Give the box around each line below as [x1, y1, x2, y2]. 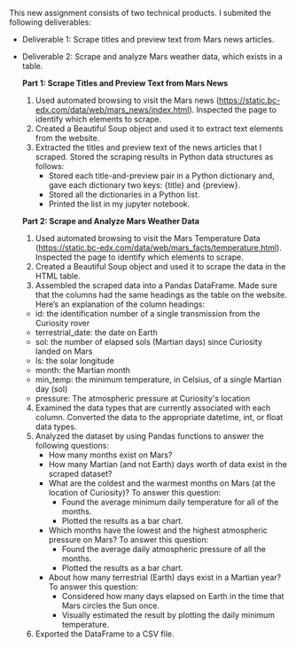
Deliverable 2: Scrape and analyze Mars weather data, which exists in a [21, 51, 284, 61]
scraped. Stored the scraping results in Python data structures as [35, 152, 274, 162]
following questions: [35, 441, 109, 450]
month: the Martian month [35, 365, 131, 375]
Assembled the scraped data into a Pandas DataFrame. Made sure [35, 280, 277, 291]
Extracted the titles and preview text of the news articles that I [35, 142, 262, 152]
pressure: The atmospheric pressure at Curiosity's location [35, 394, 251, 403]
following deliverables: [9, 17, 91, 27]
